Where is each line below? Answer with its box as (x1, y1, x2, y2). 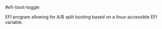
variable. (5, 19, 23, 25)
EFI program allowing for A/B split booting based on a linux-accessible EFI (5, 14, 158, 19)
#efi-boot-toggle (5, 4, 40, 10)
